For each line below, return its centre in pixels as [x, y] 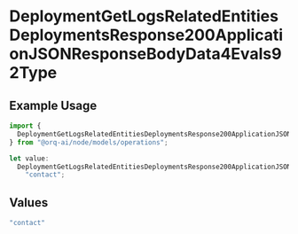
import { [25, 126]
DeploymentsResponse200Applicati [146, 35]
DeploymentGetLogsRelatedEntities [144, 16]
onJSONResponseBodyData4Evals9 [145, 54]
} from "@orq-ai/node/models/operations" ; [89, 142]
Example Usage [53, 105]
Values [29, 203]
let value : [29, 158]
